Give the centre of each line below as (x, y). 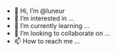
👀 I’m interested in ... (44, 18)
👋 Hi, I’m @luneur (39, 11)
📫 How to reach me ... (47, 41)
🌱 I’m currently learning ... (52, 26)
